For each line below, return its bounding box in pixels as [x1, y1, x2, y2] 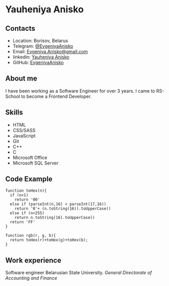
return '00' [14, 197, 40, 202]
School [5, 93, 20, 99]
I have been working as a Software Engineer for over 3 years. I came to [5, 88, 155, 94]
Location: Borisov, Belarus [12, 37, 68, 44]
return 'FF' [10, 219, 36, 225]
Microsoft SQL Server [12, 160, 59, 166]
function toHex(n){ [5, 188, 47, 193]
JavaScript [12, 132, 36, 139]
